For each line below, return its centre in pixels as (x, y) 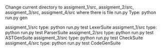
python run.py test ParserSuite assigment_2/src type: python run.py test (79, 32)
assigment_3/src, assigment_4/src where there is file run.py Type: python (81, 12)
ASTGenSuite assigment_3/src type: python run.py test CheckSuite (74, 38)
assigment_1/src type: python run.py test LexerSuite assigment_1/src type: (81, 27)
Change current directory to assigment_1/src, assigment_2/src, (69, 7)
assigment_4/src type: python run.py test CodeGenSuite (63, 43)
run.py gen (16, 18)
